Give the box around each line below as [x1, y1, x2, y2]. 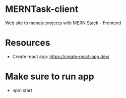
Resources [5, 37, 51, 49]
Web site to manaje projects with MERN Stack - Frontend [5, 20, 122, 26]
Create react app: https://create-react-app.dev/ [12, 53, 110, 59]
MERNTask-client [5, 3, 78, 15]
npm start [12, 87, 32, 93]
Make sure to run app [5, 71, 94, 82]
